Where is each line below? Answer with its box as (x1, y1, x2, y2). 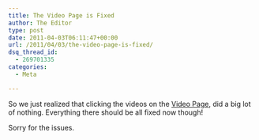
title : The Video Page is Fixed (8, 11, 114, 20)
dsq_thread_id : (8, 48, 58, 56)
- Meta (15, 70, 37, 78)
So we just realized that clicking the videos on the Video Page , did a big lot (8, 99, 251, 108)
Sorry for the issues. (8, 123, 75, 132)
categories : (8, 63, 47, 71)
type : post (8, 26, 44, 34)
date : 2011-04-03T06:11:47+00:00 (8, 33, 118, 42)
